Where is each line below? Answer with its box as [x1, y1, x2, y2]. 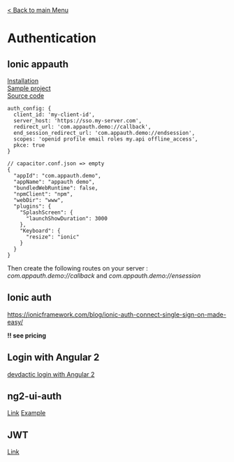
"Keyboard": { [20, 227, 61, 234]
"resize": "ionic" [25, 233, 80, 240]
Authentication [7, 31, 96, 46]
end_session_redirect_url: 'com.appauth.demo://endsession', [13, 129, 196, 136]
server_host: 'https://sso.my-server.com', [13, 117, 142, 124]
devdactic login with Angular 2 [7, 370, 95, 378]
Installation [7, 77, 39, 85]
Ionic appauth [7, 58, 68, 70]
